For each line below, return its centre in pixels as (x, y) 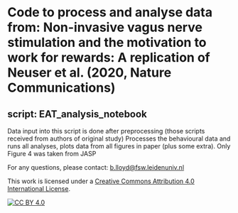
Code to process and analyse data (110, 12)
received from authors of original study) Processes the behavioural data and (119, 138)
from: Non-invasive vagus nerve (105, 27)
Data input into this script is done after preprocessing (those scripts (106, 131)
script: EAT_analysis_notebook (77, 114)
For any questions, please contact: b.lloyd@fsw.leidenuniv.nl (96, 167)
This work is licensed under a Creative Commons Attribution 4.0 (101, 181)
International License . (39, 189)
